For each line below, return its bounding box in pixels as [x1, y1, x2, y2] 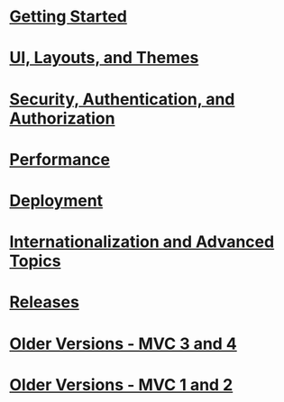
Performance [9, 149, 111, 169]
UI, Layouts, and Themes [9, 48, 199, 69]
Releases [9, 292, 79, 313]
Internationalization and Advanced [9, 232, 275, 252]
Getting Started [9, 6, 128, 27]
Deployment [9, 190, 104, 211]
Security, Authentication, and [9, 88, 235, 109]
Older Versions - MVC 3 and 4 [9, 333, 237, 353]
